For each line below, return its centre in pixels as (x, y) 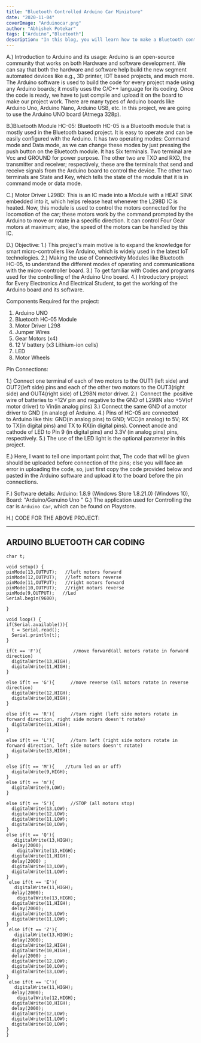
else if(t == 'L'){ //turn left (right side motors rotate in (92, 740)
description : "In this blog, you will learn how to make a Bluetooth (95, 40)
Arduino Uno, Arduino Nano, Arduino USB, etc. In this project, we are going (99, 108)
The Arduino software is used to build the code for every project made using (100, 82)
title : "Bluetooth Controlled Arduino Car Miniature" (75, 12)
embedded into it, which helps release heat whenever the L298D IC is (92, 201)
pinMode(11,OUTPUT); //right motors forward (65, 582)
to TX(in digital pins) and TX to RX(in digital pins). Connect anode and (92, 425)
